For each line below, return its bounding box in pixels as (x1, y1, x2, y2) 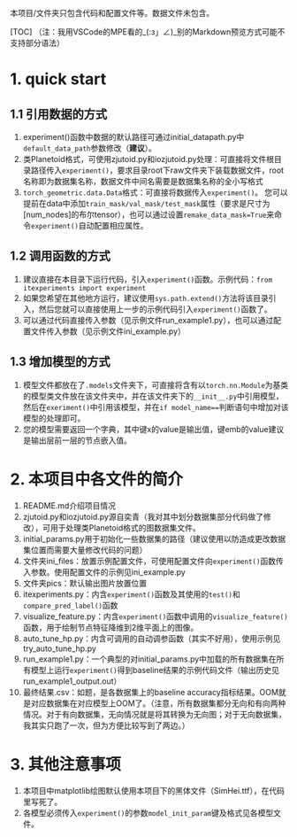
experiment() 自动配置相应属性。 (30, 221, 148, 230)
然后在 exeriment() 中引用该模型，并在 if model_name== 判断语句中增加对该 (22, 401, 289, 412)
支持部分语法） (10, 38, 65, 48)
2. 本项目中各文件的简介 (10, 469, 184, 489)
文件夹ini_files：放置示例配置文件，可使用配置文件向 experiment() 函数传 (22, 555, 284, 566)
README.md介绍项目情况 (22, 500, 116, 511)
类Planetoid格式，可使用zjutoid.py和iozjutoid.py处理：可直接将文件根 (22, 154, 275, 164)
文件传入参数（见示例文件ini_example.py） (30, 326, 187, 337)
